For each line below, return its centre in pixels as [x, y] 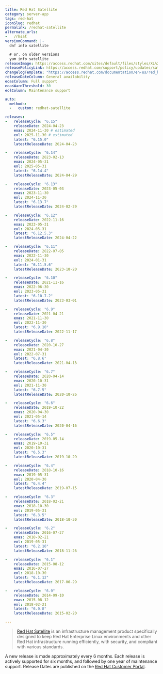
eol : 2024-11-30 [30, 198]
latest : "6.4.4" [30, 484]
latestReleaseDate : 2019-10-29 [45, 457]
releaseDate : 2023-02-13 [39, 157]
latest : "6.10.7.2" [33, 296]
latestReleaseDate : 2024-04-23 [45, 144]
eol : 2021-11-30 [30, 385]
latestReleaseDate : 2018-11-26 [45, 551]
